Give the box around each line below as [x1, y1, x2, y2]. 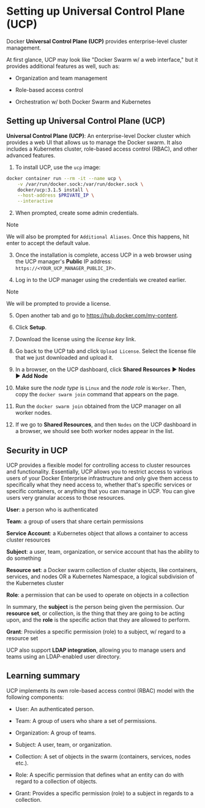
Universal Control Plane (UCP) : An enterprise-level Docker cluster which [6, 132, 191, 139]
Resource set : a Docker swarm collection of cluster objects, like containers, [6, 566, 198, 573]
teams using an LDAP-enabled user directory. [6, 652, 121, 660]
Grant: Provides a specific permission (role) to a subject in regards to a [15, 789, 194, 797]
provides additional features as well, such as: [6, 62, 121, 70]
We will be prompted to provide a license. [6, 300, 111, 308]
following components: [6, 693, 64, 701]
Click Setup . [15, 323, 47, 331]
